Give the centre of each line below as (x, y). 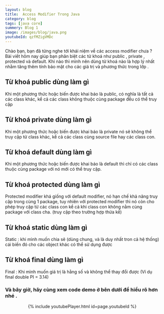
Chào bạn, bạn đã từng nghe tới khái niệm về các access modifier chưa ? (79, 51)
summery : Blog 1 (22, 28)
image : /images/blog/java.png (36, 32)
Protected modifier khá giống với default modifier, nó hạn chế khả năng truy (82, 196)
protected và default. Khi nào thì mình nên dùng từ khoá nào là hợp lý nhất (80, 61)
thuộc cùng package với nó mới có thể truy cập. (53, 169)
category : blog (21, 19)
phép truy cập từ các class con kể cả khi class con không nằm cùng (74, 207)
